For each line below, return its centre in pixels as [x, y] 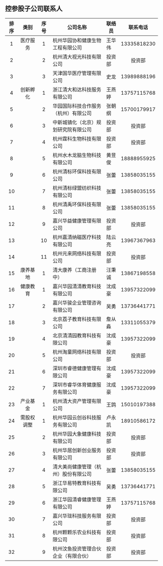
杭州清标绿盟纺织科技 [77, 188]
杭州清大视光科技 [72, 56]
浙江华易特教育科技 [75, 483]
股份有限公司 [77, 474]
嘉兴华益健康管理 [72, 221]
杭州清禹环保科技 [72, 204]
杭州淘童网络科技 [72, 352]
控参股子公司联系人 [34, 9]
